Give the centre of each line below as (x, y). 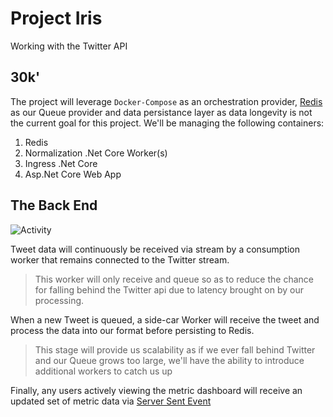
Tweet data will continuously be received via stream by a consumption (155, 249)
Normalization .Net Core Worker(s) (96, 153)
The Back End (54, 205)
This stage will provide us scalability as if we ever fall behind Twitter (175, 349)
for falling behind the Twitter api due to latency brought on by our (169, 289)
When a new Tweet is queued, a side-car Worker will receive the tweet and (165, 319)
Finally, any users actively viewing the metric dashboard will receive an (156, 390)
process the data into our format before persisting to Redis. (132, 330)
